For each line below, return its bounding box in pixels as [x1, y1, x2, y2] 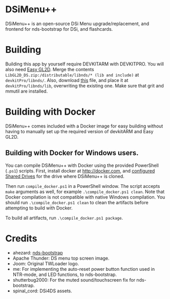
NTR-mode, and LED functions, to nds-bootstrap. [12, 271, 117, 277]
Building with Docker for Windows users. [5, 148, 139, 157]
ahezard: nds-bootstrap [12, 249, 63, 255]
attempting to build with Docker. [5, 205, 73, 211]
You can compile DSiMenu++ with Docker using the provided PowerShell [5, 162, 159, 168]
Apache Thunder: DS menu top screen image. [12, 255, 110, 261]
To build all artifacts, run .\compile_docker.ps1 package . [5, 215, 123, 221]
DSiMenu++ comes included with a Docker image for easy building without [5, 123, 163, 129]
